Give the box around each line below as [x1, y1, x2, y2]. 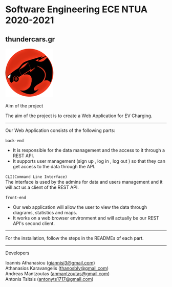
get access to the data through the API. [12, 164, 96, 169]
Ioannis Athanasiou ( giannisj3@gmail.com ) [5, 260, 96, 266]
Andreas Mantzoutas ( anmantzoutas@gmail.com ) [5, 271, 110, 277]
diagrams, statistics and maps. [12, 210, 78, 215]
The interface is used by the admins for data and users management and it [5, 179, 163, 185]
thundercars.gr [5, 35, 55, 43]
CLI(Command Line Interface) [5, 174, 68, 180]
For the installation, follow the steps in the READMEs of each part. [5, 235, 144, 241]
